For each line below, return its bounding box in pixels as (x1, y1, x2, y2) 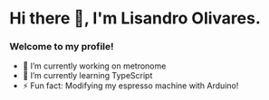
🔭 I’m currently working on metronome (22, 60, 167, 71)
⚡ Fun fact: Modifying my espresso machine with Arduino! (22, 80, 239, 91)
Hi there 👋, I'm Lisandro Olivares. (9, 8, 261, 29)
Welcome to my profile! (9, 41, 115, 53)
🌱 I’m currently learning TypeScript (22, 70, 153, 81)
